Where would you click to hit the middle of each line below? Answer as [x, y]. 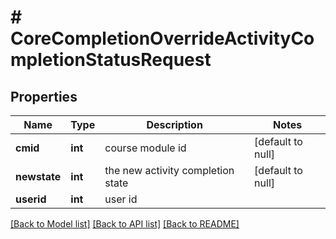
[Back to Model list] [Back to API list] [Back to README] [125, 224]
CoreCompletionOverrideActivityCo [162, 38]
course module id [145, 148]
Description [174, 124]
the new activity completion [169, 170]
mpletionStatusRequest [111, 60]
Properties [44, 96]
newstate [38, 176]
